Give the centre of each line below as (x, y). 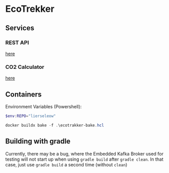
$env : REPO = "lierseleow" (31, 116)
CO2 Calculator (25, 67)
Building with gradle (38, 141)
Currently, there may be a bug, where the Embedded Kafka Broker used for (84, 153)
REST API (17, 43)
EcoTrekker (30, 9)
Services (20, 28)
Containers (24, 94)
